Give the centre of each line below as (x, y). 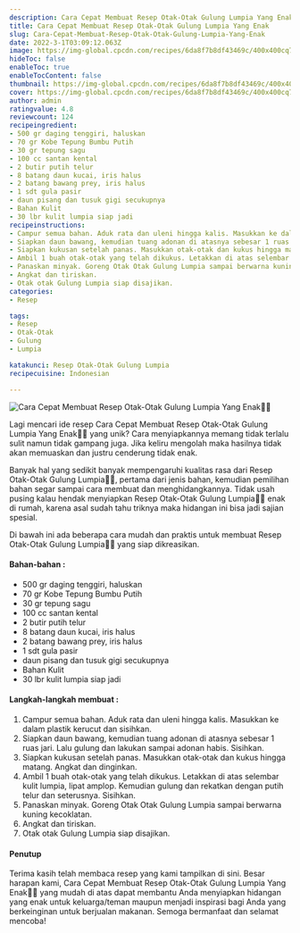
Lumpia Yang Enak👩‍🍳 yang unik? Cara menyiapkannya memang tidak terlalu (149, 433)
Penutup (25, 854)
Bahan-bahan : (37, 564)
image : (21, 51)
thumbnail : (29, 84)
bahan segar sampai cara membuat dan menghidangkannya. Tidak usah (142, 488)
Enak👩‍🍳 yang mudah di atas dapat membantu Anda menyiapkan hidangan (145, 893)
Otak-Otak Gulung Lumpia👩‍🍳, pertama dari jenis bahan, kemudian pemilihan (149, 479)
